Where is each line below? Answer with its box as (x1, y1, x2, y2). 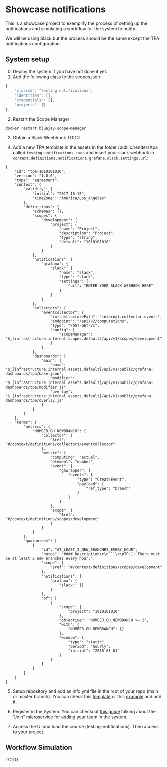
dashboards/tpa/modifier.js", (5, 385, 69, 390)
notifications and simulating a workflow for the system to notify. (5, 25, 137, 31)
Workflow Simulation (5, 743, 73, 752)
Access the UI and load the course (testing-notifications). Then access (12, 724, 159, 729)
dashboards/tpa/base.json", (5, 371, 64, 376)
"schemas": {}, (32, 209, 64, 214)
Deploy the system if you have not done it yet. (12, 68, 108, 74)
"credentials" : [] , (14, 98, 55, 103)
